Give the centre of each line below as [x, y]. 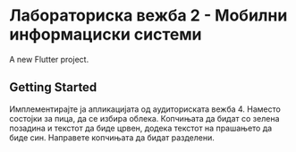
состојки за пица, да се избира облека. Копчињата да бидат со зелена [144, 118]
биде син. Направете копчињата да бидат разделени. [112, 137]
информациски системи [106, 34]
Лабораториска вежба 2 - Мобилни [148, 16]
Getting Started [53, 87]
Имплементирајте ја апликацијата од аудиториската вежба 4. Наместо [145, 109]
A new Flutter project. [49, 59]
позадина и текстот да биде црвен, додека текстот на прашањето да [141, 128]
